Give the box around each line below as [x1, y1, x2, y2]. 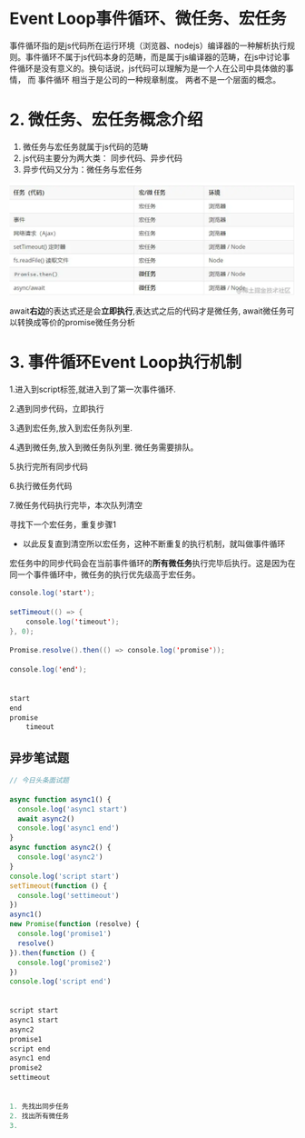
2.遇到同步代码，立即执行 [9, 404, 104, 414]
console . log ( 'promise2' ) [17, 958, 112, 967]
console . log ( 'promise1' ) [17, 929, 112, 939]
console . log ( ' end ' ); [9, 665, 88, 674]
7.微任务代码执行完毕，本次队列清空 [9, 500, 143, 511]
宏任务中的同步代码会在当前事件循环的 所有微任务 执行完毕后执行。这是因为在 [9, 558, 296, 569]
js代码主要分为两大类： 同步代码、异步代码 [22, 152, 183, 164]
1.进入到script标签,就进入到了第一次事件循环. [9, 384, 177, 395]
